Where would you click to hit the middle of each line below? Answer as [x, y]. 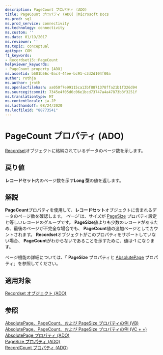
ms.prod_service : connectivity [37, 23]
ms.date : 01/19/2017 [26, 37]
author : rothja [21, 78]
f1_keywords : [18, 55]
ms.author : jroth [23, 83]
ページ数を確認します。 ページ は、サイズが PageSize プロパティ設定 [87, 216]
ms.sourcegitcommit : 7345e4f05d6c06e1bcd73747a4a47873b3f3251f [71, 92]
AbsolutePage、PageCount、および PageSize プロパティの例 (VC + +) [76, 329]
